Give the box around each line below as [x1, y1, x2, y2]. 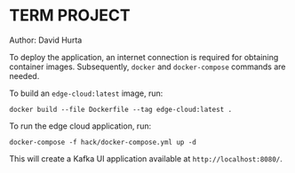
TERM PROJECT [9, 5, 131, 26]
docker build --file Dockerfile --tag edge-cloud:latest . [9, 105, 233, 114]
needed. [9, 70, 40, 81]
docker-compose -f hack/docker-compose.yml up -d [9, 138, 197, 146]
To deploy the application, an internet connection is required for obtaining [9, 51, 279, 62]
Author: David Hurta [9, 35, 83, 45]
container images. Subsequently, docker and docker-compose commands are [9, 61, 286, 72]
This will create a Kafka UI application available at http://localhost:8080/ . [9, 153, 283, 164]
